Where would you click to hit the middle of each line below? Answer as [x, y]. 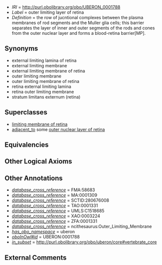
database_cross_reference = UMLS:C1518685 [58, 211]
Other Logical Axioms [38, 161]
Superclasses [26, 112]
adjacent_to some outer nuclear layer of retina [58, 129]
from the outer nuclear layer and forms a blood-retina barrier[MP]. [79, 33]
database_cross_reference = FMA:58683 [53, 190]
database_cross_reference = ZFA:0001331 [54, 221]
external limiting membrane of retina [48, 71]
